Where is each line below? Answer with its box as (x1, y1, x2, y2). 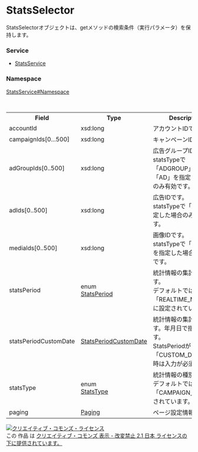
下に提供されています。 (6, 439, 63, 447)
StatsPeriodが (153, 341, 192, 350)
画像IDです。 (153, 231, 188, 239)
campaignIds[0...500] (9, 135, 70, 143)
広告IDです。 (153, 193, 188, 201)
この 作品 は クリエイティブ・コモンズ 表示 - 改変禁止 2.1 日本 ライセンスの (6, 432, 187, 439)
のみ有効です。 (153, 182, 194, 190)
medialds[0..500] (9, 244, 58, 252)
